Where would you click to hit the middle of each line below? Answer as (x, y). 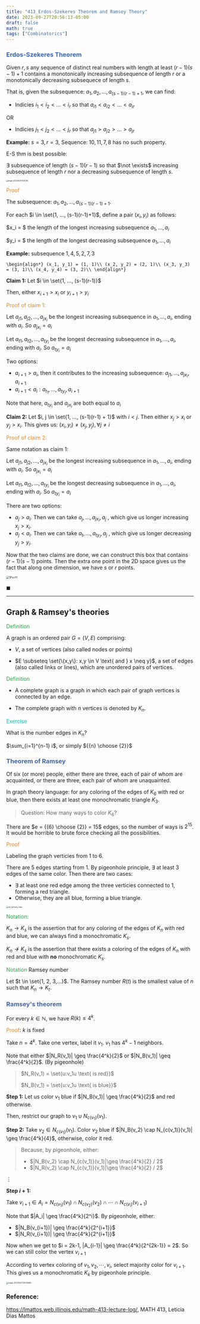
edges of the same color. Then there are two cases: (69, 874)
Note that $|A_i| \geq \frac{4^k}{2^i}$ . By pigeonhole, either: (81, 1216)
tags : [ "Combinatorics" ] (37, 34)
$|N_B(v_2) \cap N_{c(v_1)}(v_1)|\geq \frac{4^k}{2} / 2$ (96, 1161)
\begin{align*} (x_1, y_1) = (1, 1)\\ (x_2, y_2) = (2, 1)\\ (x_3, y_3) (98, 264)
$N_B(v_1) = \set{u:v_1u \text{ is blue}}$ (69, 1085)
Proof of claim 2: (26, 438)
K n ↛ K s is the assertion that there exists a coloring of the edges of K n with (98, 950)
